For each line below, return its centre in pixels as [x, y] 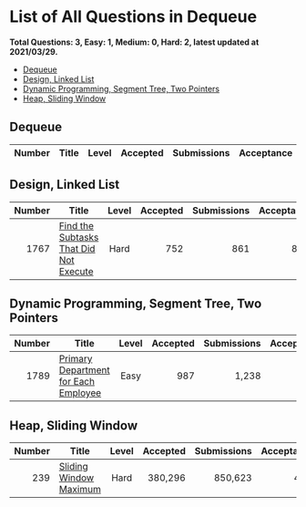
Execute [76, 271]
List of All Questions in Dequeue [133, 17]
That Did [77, 248]
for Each [77, 382]
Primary [76, 359]
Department [85, 370]
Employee [80, 393]
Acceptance [265, 152]
